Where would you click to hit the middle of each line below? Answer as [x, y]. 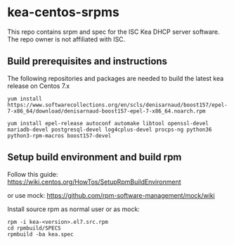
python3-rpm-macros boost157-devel [59, 136]
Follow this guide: [33, 174]
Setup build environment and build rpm [95, 157]
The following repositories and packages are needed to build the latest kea [116, 78]
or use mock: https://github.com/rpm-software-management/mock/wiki [111, 195]
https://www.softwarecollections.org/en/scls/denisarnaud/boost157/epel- [118, 105]
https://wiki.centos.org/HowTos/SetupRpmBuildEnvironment [94, 182]
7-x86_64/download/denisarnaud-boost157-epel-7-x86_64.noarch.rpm [106, 111]
